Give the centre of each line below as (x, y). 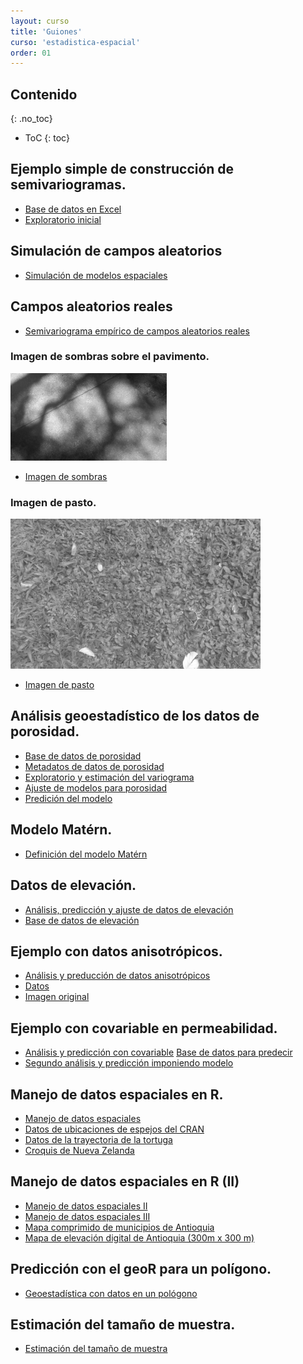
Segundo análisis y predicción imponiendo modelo (129, 1063)
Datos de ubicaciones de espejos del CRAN (114, 1129)
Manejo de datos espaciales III (87, 1216)
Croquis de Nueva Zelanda (79, 1150)
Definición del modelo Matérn (86, 854)
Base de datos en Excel (73, 209)
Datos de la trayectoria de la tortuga (98, 1139)
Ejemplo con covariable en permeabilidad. (144, 1028)
